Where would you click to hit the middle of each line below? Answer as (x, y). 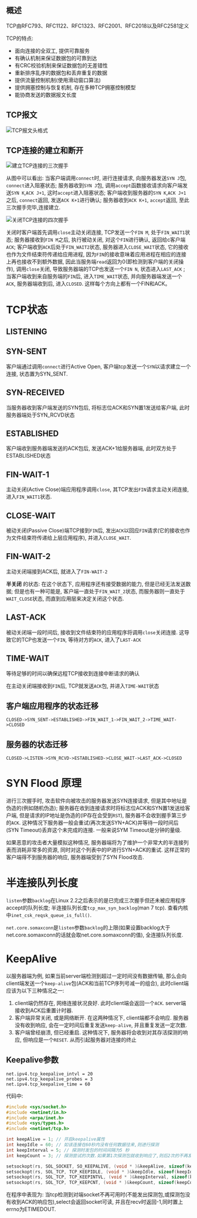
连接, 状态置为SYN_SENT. (37, 374)
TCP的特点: (20, 38)
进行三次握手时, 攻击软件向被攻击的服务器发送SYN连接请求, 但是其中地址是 (96, 801)
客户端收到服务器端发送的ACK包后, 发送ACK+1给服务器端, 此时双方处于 (91, 448)
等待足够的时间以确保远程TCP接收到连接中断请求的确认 (73, 673)
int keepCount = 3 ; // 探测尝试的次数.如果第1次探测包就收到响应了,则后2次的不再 (97, 1156)
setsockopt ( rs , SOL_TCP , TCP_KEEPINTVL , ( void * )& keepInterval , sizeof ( (98, 1177)
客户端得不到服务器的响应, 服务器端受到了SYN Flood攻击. (75, 857)
